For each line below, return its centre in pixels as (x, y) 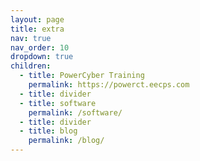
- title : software (58, 103)
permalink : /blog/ (66, 141)
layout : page (37, 19)
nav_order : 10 (40, 47)
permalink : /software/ (75, 112)
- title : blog (48, 131)
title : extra (37, 29)
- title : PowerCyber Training (82, 76)
